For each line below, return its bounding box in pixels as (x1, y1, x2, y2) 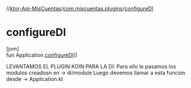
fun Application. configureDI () (6, 51, 78, 58)
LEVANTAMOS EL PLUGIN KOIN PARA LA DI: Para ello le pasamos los (6, 63, 177, 70)
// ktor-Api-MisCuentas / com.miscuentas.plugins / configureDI (6, 5, 154, 12)
